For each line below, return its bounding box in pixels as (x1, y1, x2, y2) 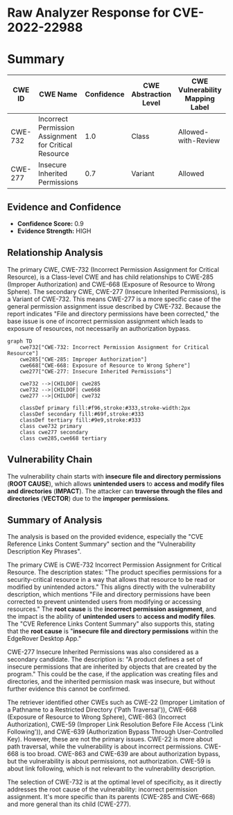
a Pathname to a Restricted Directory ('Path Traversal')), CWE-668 (7, 705, 198, 714)
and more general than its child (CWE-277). (7, 800, 132, 809)
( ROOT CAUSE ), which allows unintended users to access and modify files (7, 479, 225, 488)
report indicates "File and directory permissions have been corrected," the (7, 309, 220, 318)
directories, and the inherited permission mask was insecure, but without (7, 678, 216, 686)
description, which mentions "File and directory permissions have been (7, 590, 211, 599)
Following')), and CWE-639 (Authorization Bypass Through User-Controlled (7, 728, 223, 736)
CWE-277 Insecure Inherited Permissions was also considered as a (7, 648, 199, 656)
